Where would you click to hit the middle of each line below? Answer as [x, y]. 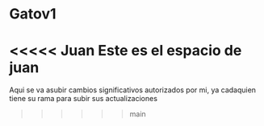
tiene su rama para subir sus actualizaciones [84, 99]
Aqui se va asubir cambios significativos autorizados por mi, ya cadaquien [133, 90]
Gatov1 [33, 14]
